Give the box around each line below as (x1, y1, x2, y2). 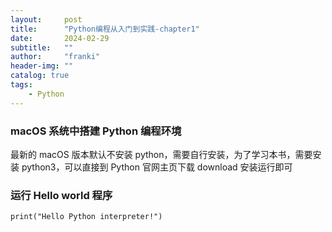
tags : (10, 80, 33, 90)
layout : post (10, 14, 83, 25)
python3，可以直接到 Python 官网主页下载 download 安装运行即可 (21, 161, 293, 173)
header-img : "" (10, 61, 74, 71)
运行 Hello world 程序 (10, 188, 113, 202)
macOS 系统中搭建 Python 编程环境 (10, 124, 182, 138)
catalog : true (10, 71, 70, 81)
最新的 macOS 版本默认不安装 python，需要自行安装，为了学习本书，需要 (10, 148, 313, 160)
